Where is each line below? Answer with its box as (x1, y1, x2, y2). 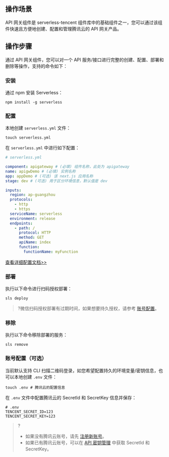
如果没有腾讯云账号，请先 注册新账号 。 (25, 433, 107, 439)
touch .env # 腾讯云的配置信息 (5, 385, 65, 390)
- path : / (14, 225, 36, 231)
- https (14, 207, 30, 212)
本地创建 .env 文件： (14, 374, 57, 380)
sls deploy (5, 296, 28, 301)
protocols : (10, 197, 33, 202)
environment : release (10, 216, 56, 221)
